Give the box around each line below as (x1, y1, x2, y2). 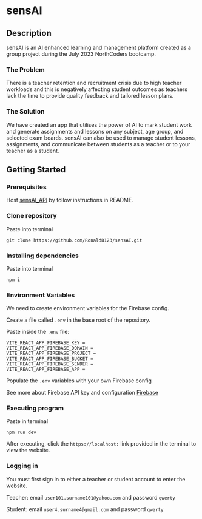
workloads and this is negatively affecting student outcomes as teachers (6, 86, 188, 93)
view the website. (6, 447, 50, 454)
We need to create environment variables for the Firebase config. (6, 305, 170, 312)
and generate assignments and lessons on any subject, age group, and (6, 127, 184, 135)
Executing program (6, 404, 64, 413)
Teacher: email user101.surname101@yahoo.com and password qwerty (6, 494, 176, 501)
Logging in (6, 462, 38, 470)
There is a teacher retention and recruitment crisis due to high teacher (6, 80, 182, 87)
